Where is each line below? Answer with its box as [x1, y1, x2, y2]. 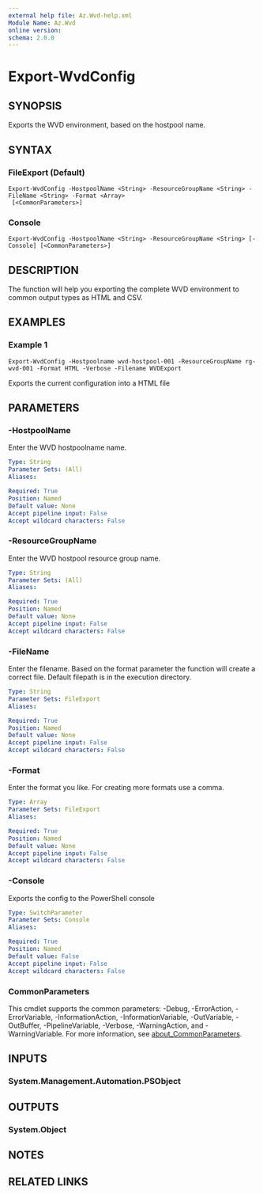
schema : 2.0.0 [8, 33, 55, 42]
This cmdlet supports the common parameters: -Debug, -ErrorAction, [8, 1003, 235, 1013]
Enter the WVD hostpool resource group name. [8, 553, 161, 563]
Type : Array [8, 798, 47, 806]
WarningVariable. [8, 1029, 65, 1038]
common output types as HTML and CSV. [8, 293, 144, 302]
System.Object [8, 1124, 67, 1135]
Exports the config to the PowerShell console [8, 893, 156, 903]
